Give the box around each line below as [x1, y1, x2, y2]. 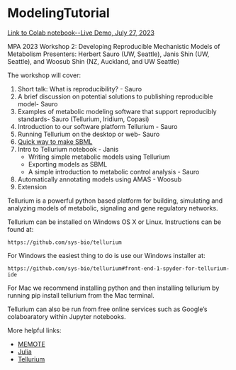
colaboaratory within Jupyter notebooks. [7, 312, 126, 320]
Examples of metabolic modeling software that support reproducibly [17, 107, 218, 116]
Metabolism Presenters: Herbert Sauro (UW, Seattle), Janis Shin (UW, [7, 50, 210, 58]
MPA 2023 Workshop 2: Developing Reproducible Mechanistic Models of [7, 42, 220, 50]
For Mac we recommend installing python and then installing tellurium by [7, 284, 220, 292]
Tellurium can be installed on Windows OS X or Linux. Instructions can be [7, 218, 222, 226]
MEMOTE [17, 340, 46, 348]
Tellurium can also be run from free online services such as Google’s [7, 305, 208, 313]
